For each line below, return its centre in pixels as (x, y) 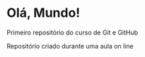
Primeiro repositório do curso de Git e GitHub (72, 32)
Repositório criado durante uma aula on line (70, 46)
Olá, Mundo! (43, 13)
